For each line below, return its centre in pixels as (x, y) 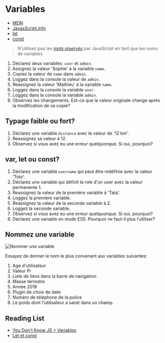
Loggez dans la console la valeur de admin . (56, 79)
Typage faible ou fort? (40, 121)
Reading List (25, 318)
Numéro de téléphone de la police (47, 297)
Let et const (25, 336)
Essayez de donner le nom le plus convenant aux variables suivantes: (76, 256)
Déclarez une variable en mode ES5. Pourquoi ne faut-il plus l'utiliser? (84, 219)
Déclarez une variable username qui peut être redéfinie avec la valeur (82, 171)
